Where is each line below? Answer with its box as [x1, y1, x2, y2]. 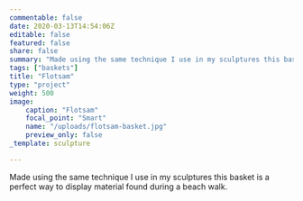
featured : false [9, 38, 70, 48]
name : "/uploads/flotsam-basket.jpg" [25, 123, 168, 132]
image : [9, 96, 34, 106]
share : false [9, 47, 59, 56]
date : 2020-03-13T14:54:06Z [9, 22, 115, 31]
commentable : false [9, 13, 83, 23]
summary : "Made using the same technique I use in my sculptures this [9, 55, 280, 64]
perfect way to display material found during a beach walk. [9, 181, 228, 192]
